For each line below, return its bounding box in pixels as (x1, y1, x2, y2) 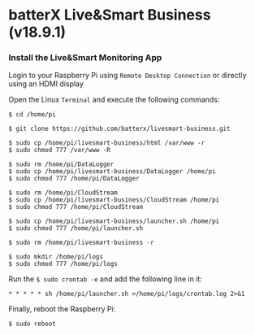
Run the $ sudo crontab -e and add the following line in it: (8, 274, 203, 284)
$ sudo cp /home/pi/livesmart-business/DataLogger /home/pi (8, 167, 217, 176)
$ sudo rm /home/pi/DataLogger (8, 160, 115, 168)
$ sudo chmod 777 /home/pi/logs (8, 260, 118, 268)
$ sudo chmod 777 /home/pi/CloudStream (8, 203, 144, 211)
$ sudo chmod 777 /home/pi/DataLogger (8, 175, 140, 183)
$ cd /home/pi (8, 111, 57, 119)
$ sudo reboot (8, 320, 57, 328)
